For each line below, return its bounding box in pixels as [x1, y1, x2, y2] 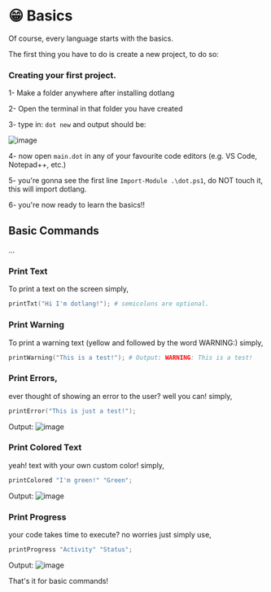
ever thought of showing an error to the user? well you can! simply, [8, 391, 233, 401]
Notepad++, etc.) [8, 160, 67, 169]
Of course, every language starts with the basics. [8, 33, 173, 43]
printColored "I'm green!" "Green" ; [8, 476, 133, 485]
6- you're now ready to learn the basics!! [8, 200, 145, 210]
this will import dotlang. [8, 184, 87, 194]
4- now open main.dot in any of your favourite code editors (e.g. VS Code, [8, 151, 258, 161]
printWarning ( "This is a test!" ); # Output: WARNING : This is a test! [8, 353, 253, 362]
